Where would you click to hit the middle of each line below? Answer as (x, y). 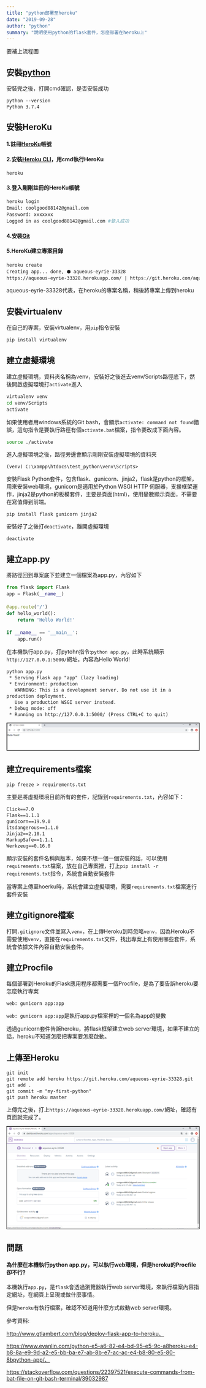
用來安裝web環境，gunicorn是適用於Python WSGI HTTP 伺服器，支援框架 (100, 487)
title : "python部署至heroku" (42, 13)
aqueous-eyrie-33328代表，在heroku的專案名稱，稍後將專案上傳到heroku (100, 291)
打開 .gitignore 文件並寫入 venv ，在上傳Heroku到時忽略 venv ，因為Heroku (98, 931)
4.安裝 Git (18, 235)
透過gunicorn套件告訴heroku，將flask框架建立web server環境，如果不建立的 (103, 1029)
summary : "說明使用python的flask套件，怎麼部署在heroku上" (77, 32)
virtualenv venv (27, 396)
